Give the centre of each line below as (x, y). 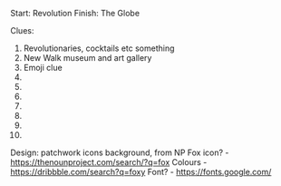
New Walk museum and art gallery (87, 58)
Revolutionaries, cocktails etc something (99, 48)
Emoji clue (43, 68)
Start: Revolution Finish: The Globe (75, 13)
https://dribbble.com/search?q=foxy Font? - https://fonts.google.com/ (141, 172)
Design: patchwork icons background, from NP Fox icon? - (120, 152)
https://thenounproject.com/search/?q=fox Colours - (109, 162)
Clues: (22, 30)
